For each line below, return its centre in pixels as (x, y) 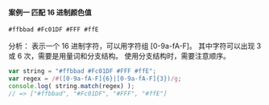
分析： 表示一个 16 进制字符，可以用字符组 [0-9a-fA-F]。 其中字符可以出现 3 (135, 46)
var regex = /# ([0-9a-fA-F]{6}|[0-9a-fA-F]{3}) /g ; (95, 79)
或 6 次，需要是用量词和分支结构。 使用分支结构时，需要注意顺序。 (120, 56)
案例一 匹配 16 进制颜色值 (50, 12)
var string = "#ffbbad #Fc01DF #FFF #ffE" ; (83, 71)
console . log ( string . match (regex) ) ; (72, 86)
